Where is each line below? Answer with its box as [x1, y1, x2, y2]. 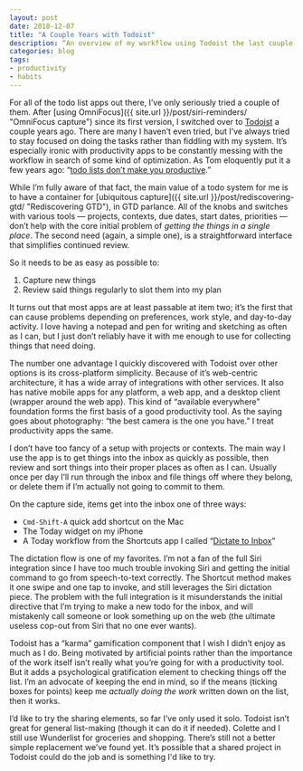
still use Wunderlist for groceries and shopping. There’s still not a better [9, 732, 276, 743]
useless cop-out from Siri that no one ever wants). [9, 620, 197, 631]
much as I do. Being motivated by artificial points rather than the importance [9, 647, 293, 658]
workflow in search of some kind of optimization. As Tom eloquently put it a [9, 155, 291, 166]
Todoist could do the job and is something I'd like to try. [9, 751, 216, 762]
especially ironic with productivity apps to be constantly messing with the [9, 145, 283, 156]
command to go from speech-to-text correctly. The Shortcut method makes [9, 572, 292, 583]
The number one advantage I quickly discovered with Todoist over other [9, 357, 279, 368]
